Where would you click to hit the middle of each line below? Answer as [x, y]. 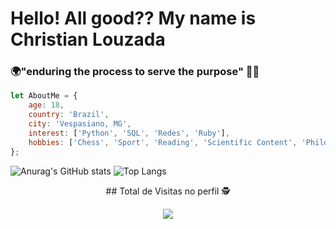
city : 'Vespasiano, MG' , [80, 124]
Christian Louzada [88, 39]
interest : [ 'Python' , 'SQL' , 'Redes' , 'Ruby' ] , [129, 133]
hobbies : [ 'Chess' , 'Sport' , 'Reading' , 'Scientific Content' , [163, 142]
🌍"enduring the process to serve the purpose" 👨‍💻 [135, 72]
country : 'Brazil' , [69, 115]
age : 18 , [46, 105]
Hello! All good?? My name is [133, 18]
